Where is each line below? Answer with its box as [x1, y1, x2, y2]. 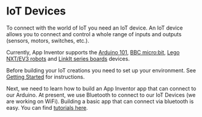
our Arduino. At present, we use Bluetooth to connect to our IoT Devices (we [6, 91, 196, 98]
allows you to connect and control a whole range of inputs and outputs [6, 30, 182, 37]
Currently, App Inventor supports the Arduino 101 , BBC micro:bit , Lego [6, 48, 180, 55]
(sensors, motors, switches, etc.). [6, 37, 89, 44]
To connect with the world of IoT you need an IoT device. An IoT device [6, 24, 183, 31]
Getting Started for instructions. [6, 73, 85, 80]
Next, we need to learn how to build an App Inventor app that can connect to [6, 84, 197, 92]
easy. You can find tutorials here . [6, 104, 89, 111]
